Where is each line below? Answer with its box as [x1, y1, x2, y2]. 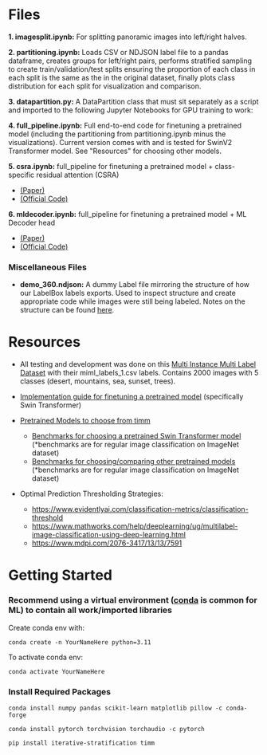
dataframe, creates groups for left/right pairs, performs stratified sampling [8, 56, 253, 65]
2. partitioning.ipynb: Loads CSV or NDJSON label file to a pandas [8, 47, 229, 57]
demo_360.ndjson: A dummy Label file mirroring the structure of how [19, 280, 249, 289]
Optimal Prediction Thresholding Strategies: [19, 489, 163, 499]
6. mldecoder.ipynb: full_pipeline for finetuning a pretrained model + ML [8, 209, 247, 218]
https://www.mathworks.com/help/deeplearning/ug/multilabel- [31, 521, 238, 531]
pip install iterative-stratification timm [8, 739, 155, 747]
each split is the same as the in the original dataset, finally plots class [8, 73, 235, 82]
